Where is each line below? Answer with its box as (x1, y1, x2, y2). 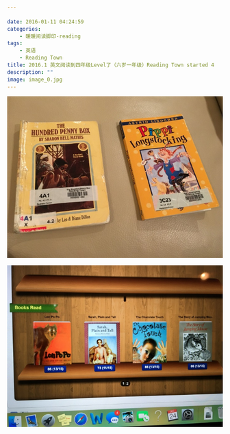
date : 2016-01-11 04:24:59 (7, 18, 84, 25)
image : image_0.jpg (7, 76, 63, 83)
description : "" (7, 68, 53, 75)
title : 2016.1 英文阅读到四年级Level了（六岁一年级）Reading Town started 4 (7, 62, 214, 68)
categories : (7, 25, 41, 32)
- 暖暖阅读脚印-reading (19, 33, 81, 40)
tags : (7, 40, 23, 47)
